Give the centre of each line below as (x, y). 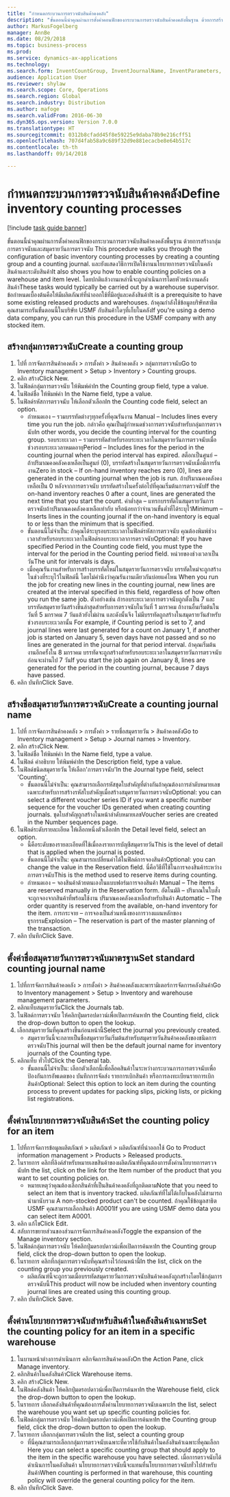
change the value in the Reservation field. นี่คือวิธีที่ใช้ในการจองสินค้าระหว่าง (124, 867)
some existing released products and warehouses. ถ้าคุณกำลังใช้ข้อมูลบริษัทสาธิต (112, 302)
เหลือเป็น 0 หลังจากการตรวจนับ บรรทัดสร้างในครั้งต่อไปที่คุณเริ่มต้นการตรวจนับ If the (124, 486)
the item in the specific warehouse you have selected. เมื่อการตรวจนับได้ (124, 1457)
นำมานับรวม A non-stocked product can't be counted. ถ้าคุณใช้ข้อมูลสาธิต (122, 1201)
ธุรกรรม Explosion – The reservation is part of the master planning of (121, 921)
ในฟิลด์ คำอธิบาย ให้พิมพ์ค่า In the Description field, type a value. (100, 762)
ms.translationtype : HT (41, 128)
